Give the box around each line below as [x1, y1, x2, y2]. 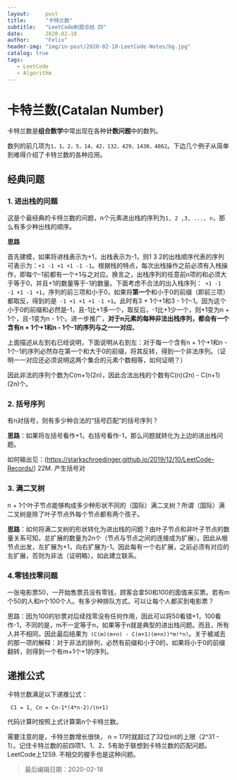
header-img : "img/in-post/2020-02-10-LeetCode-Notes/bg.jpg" [7, 43, 191, 50]
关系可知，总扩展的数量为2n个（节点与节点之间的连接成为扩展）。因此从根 [13, 533, 228, 542]
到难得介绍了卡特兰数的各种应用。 [7, 150, 107, 159]
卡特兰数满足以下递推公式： [7, 690, 88, 698]
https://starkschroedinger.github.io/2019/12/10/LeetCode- [47, 455, 215, 463]
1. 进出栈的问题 [7, 196, 59, 206]
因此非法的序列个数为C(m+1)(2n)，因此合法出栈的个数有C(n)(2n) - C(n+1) [7, 371, 221, 379]
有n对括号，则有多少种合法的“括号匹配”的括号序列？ [7, 416, 159, 425]
